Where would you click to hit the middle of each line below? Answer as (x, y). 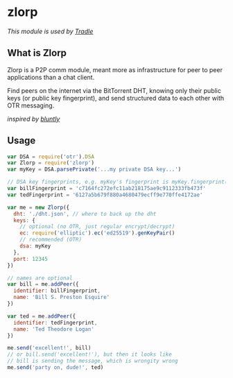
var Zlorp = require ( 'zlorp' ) (51, 163)
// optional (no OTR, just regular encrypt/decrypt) (97, 227)
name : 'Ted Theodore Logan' (54, 329)
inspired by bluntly (34, 119)
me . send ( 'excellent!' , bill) (49, 348)
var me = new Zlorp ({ (38, 207)
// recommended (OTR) (51, 240)
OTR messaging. (31, 105)
